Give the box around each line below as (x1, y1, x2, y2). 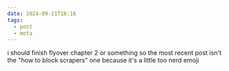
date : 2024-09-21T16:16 (7, 10, 77, 17)
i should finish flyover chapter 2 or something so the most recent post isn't (7, 49, 222, 57)
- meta (13, 29, 33, 37)
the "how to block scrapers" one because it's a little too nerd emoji (7, 56, 200, 65)
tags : (7, 17, 23, 24)
